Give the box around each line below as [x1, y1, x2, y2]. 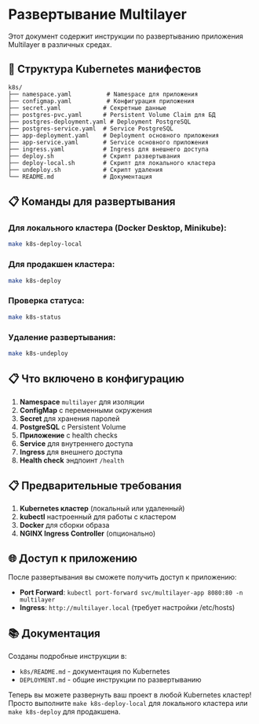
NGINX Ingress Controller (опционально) [19, 528, 156, 539]
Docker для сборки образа [19, 521, 110, 530]
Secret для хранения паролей [19, 414, 120, 423]
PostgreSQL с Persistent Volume [19, 422, 126, 431]
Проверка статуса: [8, 295, 85, 306]
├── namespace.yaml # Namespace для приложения [8, 90, 199, 98]
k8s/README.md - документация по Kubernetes [19, 667, 170, 676]
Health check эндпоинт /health [19, 455, 125, 465]
